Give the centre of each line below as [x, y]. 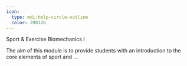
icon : [13, 11]
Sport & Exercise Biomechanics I [45, 39]
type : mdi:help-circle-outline [50, 17]
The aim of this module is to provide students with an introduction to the [93, 51]
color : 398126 [29, 22]
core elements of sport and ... [42, 57]
